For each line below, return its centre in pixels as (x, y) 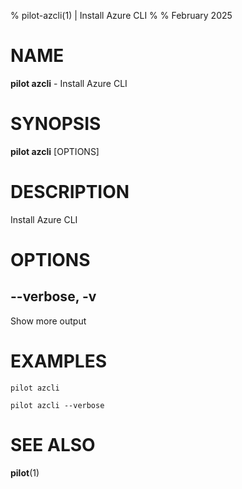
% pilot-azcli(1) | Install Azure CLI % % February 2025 (121, 15)
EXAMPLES (58, 361)
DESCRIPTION (70, 192)
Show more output (48, 321)
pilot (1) (25, 472)
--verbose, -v (53, 296)
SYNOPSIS (56, 124)
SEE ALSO (53, 444)
